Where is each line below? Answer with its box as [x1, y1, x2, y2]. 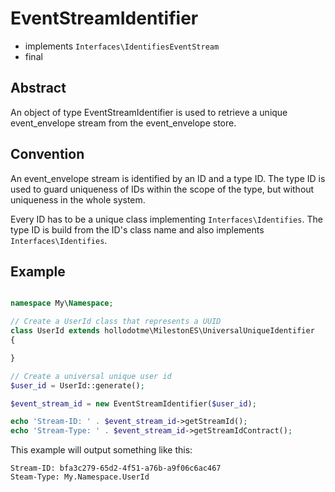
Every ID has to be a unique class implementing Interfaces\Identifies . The [10, 213, 323, 225]
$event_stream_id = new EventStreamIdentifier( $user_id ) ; [10, 398, 257, 409]
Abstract [10, 80, 67, 97]
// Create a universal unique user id [10, 371, 172, 381]
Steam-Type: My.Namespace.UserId [10, 472, 150, 482]
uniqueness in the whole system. [10, 193, 146, 206]
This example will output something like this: [10, 444, 193, 456]
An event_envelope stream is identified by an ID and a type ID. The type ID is [10, 172, 326, 184]
